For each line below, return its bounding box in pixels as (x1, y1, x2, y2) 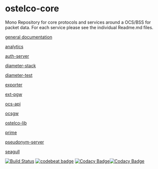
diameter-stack (5, 63, 36, 68)
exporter (5, 82, 23, 88)
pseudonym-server (5, 139, 44, 145)
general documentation (5, 34, 53, 40)
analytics (5, 43, 24, 49)
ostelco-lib (5, 120, 27, 126)
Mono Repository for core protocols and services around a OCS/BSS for (5, 19, 151, 25)
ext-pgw (5, 91, 23, 97)
